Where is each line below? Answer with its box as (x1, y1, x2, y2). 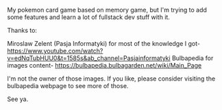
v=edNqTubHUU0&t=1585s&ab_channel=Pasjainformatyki (7, 54, 171, 62)
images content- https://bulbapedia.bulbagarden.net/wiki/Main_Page (7, 61, 202, 69)
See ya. (7, 95, 29, 103)
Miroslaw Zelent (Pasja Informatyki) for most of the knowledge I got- (7, 40, 201, 47)
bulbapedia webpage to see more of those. (7, 82, 129, 90)
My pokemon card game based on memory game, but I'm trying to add (7, 6, 208, 14)
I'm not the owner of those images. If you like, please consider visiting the (7, 74, 216, 83)
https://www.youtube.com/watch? (7, 47, 103, 55)
